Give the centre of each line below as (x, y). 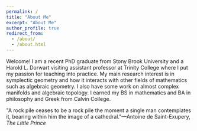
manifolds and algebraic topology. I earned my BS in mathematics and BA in (98, 93)
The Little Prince (26, 123)
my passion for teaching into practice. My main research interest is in (90, 74)
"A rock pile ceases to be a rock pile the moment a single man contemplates (98, 110)
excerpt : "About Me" (32, 22)
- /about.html (29, 45)
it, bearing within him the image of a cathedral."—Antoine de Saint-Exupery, (98, 116)
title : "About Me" (29, 17)
